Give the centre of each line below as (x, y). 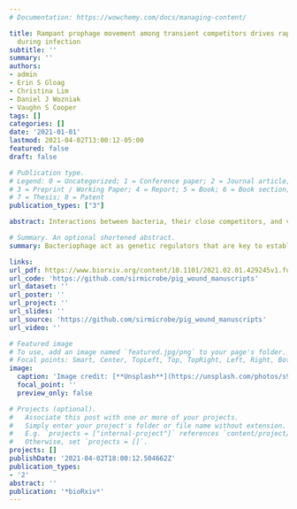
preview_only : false (55, 393)
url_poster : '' (37, 295)
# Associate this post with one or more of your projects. (124, 417)
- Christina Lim (39, 91)
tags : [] (25, 116)
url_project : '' (39, 303)
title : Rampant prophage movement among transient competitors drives (142, 33)
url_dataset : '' (39, 287)
